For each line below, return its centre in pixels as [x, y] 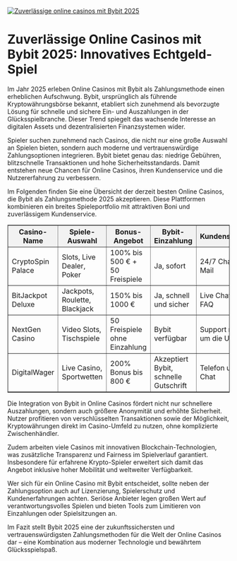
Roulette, [77, 300]
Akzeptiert [171, 359]
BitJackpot [30, 295]
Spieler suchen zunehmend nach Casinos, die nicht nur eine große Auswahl [117, 140]
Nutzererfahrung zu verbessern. [54, 177]
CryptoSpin [30, 261]
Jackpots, [78, 291]
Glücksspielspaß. [32, 549]
